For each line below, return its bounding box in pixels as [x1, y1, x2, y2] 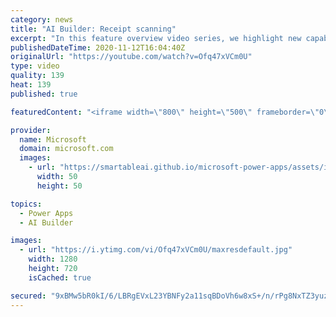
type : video [10, 61, 60, 71]
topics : [10, 199, 43, 209]
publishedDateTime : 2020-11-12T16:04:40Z [10, 42, 186, 53]
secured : [10, 291, 47, 301]
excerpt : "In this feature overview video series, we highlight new [10, 33, 302, 43]
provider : [10, 125, 52, 135]
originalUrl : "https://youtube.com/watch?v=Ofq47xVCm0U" [10, 52, 253, 62]
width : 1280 [28, 254, 78, 265]
